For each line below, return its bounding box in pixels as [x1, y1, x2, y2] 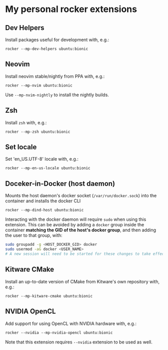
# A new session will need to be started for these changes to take [5, 251, 151, 256]
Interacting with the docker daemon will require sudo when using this [5, 216, 146, 222]
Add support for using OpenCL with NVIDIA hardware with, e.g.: [5, 320, 136, 326]
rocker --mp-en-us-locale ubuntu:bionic [5, 166, 91, 171]
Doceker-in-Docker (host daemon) [5, 179, 115, 188]
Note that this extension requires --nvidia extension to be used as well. [5, 339, 152, 345]
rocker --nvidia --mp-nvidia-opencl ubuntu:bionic [5, 330, 113, 335]
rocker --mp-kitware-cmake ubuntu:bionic [5, 293, 93, 298]
